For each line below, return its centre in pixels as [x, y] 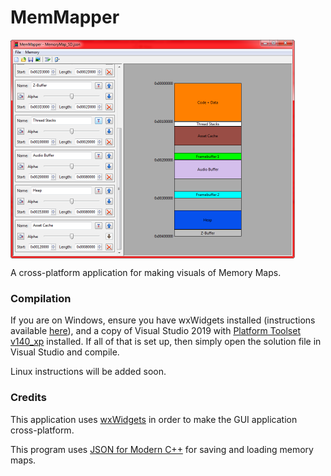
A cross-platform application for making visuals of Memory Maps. [146, 272]
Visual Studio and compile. [65, 352]
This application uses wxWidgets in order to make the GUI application [154, 419]
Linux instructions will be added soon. [88, 372]
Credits [28, 398]
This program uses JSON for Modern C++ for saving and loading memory [162, 449]
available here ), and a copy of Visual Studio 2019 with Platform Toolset [155, 331]
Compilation [41, 298]
